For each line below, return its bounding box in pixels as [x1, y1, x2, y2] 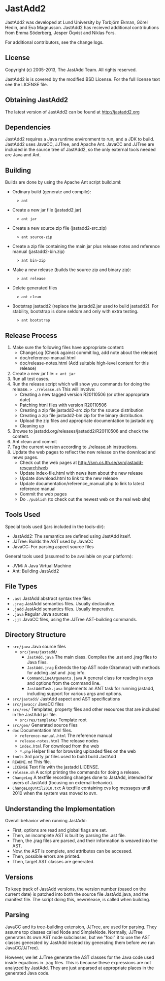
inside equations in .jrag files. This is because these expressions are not [5, 959, 151, 965]
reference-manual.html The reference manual [19, 733, 112, 738]
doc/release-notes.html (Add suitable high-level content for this [19, 360, 149, 366]
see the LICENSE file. [5, 81, 48, 87]
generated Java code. [5, 970, 50, 976]
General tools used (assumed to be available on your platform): [5, 553, 133, 559]
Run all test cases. [12, 376, 50, 382]
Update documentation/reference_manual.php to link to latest [19, 481, 144, 486]
